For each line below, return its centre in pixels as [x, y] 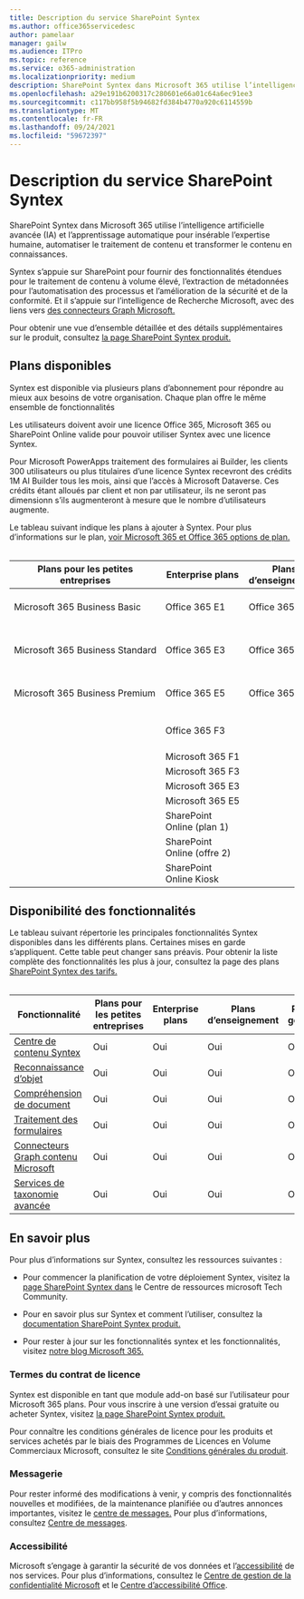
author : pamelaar [42, 34]
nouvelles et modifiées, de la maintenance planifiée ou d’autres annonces [146, 1503]
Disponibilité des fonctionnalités [103, 911]
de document [42, 1105]
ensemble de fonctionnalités [62, 407]
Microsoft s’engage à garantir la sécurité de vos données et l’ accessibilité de [152, 1566]
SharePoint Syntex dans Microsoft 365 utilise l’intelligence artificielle [137, 225]
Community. [45, 1297]
